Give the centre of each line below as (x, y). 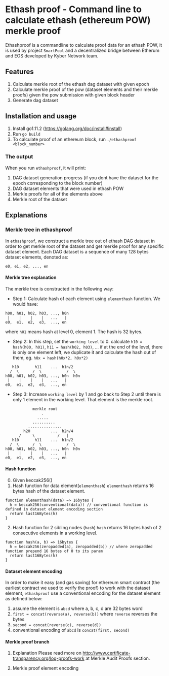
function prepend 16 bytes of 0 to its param (54, 551)
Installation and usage (41, 116)
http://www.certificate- (107, 653)
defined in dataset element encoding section (54, 509)
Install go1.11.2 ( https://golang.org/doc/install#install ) (67, 128)
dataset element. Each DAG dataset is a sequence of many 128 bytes (77, 251)
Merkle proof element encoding (46, 668)
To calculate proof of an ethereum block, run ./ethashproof (74, 139)
